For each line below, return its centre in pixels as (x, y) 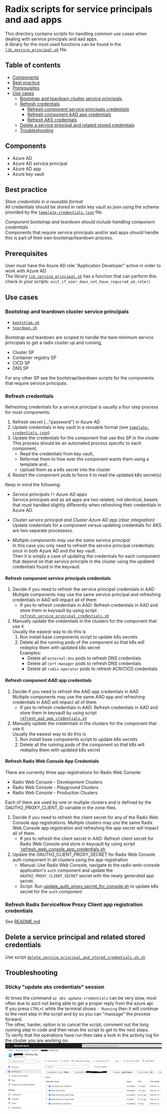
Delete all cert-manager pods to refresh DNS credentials (84, 664)
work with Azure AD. (26, 271)
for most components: (28, 412)
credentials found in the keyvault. (46, 567)
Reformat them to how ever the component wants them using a (84, 459)
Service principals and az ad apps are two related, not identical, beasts (85, 500)
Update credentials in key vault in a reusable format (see (70, 427)
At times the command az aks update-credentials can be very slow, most (81, 998)
